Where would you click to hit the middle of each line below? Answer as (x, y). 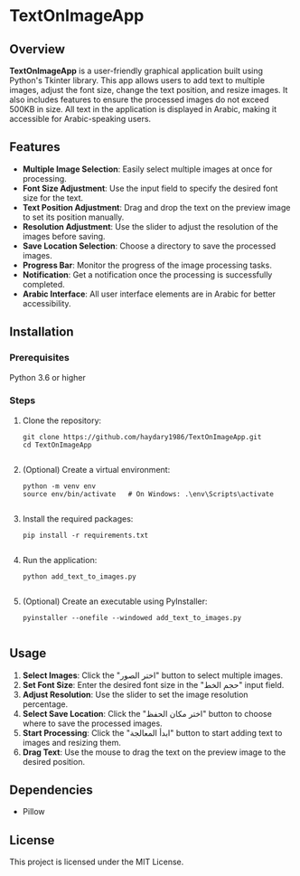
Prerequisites (39, 358)
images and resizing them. (72, 742)
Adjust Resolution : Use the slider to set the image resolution (135, 694)
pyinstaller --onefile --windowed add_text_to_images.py (132, 617)
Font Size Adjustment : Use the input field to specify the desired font (150, 188)
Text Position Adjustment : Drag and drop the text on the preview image (156, 207)
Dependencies (51, 790)
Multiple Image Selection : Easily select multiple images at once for (147, 169)
